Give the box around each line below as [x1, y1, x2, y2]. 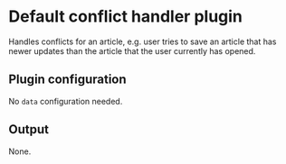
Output [8, 122, 49, 137]
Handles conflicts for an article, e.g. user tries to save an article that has [8, 36, 277, 47]
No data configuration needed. [8, 96, 123, 106]
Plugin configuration [8, 72, 128, 87]
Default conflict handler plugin [8, 6, 243, 27]
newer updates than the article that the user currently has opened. [8, 45, 256, 56]
